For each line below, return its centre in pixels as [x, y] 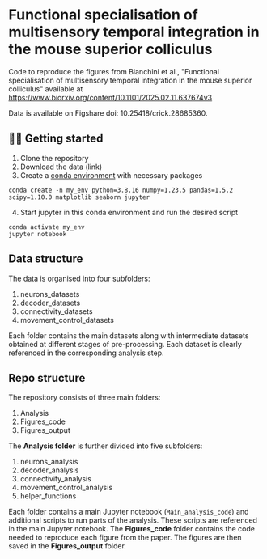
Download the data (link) [61, 167]
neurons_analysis [49, 462]
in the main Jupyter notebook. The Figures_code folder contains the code [131, 529]
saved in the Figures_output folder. [68, 546]
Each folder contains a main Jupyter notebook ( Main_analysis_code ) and [129, 512]
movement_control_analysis [66, 488]
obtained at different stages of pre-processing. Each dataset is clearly [125, 344]
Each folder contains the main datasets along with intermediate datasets [129, 335]
